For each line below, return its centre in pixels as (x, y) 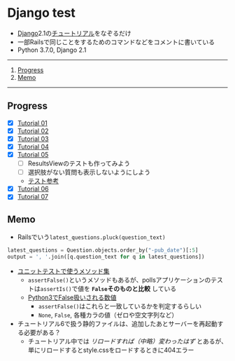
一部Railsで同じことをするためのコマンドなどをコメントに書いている (116, 42)
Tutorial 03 (33, 139)
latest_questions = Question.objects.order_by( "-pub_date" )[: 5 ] (103, 250)
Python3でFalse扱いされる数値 (72, 297)
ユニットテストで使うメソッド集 (63, 271)
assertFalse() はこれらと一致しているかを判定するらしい (120, 306)
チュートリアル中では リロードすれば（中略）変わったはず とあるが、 (128, 341)
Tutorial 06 (33, 189)
